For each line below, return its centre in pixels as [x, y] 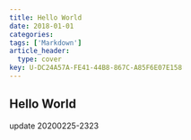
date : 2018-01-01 [42, 26]
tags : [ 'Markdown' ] [46, 43]
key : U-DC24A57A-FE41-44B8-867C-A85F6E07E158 [95, 68]
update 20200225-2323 [54, 126]
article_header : [39, 51]
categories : [31, 34]
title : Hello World [46, 17]
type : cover [40, 59]
